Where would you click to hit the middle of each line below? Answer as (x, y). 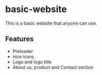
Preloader (23, 51)
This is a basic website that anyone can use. (51, 23)
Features (19, 39)
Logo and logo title (32, 62)
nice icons (23, 56)
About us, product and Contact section (53, 67)
